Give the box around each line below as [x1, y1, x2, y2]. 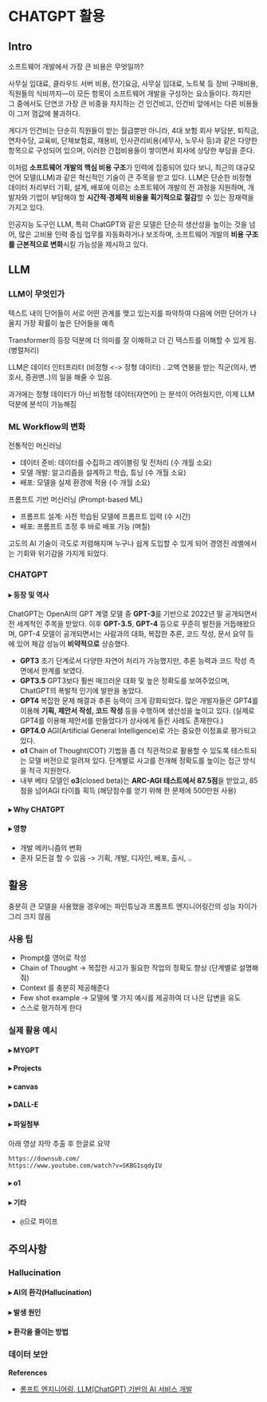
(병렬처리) [8, 345, 40, 355]
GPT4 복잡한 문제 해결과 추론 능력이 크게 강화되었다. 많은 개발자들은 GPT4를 [19, 696, 259, 705]
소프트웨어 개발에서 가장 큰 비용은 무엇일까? [8, 62, 144, 71]
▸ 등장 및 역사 [8, 590, 49, 599]
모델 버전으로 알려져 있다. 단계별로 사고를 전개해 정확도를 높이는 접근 [28, 756, 241, 765]
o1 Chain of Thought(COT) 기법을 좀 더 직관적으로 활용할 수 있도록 [19, 746, 230, 756]
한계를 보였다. [41, 666, 84, 676]
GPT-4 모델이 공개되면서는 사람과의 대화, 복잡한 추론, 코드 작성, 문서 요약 [18, 629, 245, 639]
